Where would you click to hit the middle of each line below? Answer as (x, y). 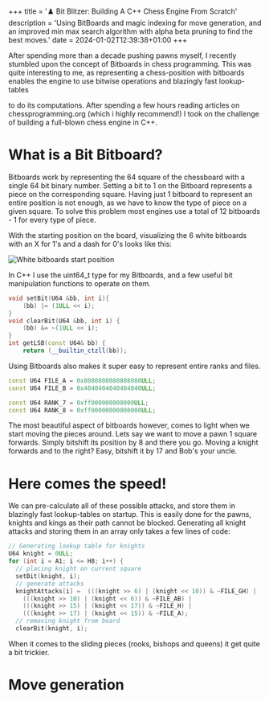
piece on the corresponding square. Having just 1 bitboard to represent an (130, 194)
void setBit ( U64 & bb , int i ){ (59, 298)
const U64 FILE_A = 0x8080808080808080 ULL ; (82, 380)
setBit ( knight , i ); (48, 576)
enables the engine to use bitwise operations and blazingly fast (113, 81)
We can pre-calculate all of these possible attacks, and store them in (122, 506)
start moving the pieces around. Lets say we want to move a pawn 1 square (133, 434)
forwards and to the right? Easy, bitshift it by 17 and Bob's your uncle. (123, 451)
